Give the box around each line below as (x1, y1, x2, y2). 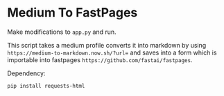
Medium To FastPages (7, 5, 138, 21)
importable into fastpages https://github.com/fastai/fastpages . (7, 55, 193, 64)
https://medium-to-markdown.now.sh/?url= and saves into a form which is (7, 48, 217, 57)
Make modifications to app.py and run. (7, 28, 117, 36)
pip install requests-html (7, 82, 85, 89)
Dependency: (7, 69, 46, 77)
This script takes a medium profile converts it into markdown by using (7, 41, 207, 49)
